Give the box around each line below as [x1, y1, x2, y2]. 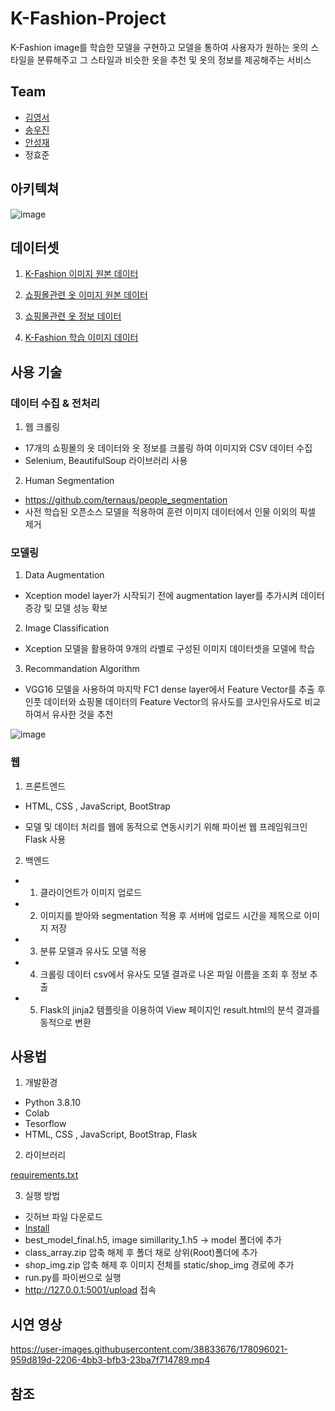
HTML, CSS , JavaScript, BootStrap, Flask [24, 1128, 198, 1141]
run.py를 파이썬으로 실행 [24, 1272, 122, 1284]
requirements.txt [10, 1169, 79, 1181]
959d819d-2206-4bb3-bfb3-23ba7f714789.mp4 [10, 1354, 211, 1366]
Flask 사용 [24, 833, 67, 845]
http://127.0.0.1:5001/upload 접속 [24, 1284, 157, 1296]
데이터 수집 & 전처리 [10, 396, 101, 410]
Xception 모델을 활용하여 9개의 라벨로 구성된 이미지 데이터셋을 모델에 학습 [24, 643, 316, 655]
